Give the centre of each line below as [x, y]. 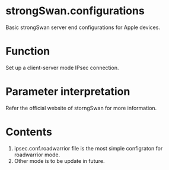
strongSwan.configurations [75, 11]
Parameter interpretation [68, 92]
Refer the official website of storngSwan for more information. [81, 108]
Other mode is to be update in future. [59, 161]
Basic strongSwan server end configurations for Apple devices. [83, 27]
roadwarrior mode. [37, 155]
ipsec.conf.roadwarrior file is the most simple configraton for [88, 148]
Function [28, 51]
